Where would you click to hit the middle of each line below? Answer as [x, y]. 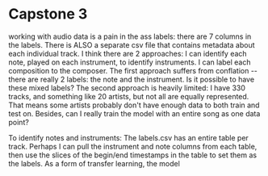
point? [19, 122]
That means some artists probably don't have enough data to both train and [134, 105]
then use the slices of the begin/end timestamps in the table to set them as [132, 155]
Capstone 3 [48, 14]
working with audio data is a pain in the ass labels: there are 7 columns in [130, 36]
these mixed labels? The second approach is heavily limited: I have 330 [127, 88]
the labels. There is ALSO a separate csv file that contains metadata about [132, 44]
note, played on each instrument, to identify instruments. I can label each [130, 62]
